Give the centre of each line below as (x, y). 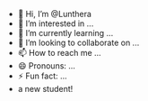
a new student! (45, 89)
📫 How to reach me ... (59, 53)
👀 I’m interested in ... (56, 23)
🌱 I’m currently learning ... (65, 33)
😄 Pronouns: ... (47, 66)
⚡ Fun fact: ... (42, 76)
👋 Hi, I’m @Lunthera (55, 14)
